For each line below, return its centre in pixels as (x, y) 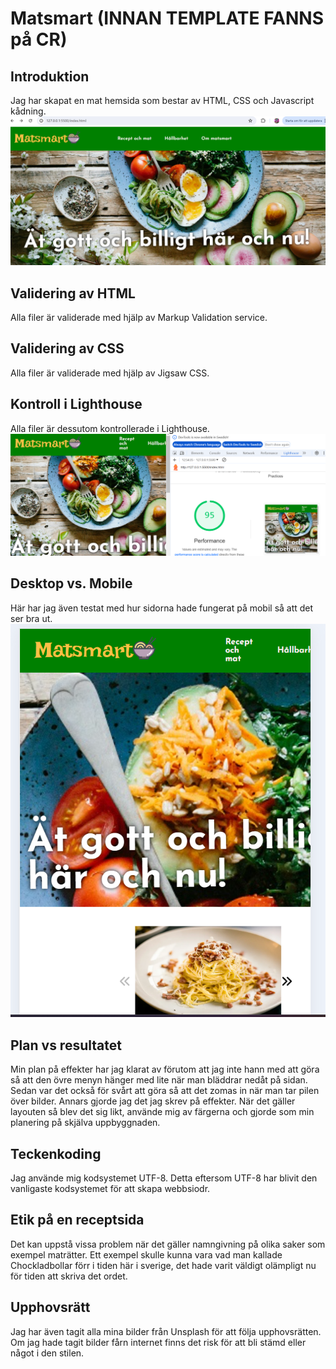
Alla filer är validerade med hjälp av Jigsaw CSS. (110, 373)
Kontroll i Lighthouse (76, 404)
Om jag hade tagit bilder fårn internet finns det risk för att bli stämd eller (158, 1342)
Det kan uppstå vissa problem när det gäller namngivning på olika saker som (168, 1244)
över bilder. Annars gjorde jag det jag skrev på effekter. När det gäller (153, 1101)
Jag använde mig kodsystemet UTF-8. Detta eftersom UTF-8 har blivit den (164, 1178)
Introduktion (50, 76)
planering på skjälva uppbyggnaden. (85, 1123)
